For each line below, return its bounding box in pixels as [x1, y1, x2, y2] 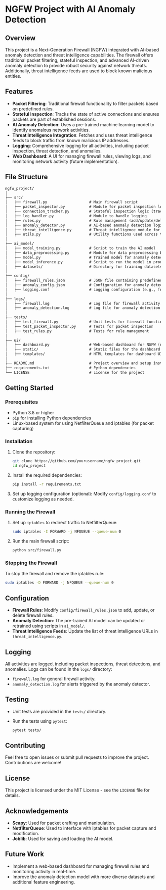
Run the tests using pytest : [12, 718, 68, 724]
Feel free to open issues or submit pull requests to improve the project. [5, 754, 149, 760]
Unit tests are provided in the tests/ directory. [12, 708, 107, 714]
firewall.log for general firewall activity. [12, 676, 96, 682]
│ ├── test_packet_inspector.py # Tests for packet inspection [5, 324, 154, 329]
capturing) [12, 426, 34, 432]
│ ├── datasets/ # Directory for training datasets [5, 264, 163, 269]
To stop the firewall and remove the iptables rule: [5, 571, 105, 577]
